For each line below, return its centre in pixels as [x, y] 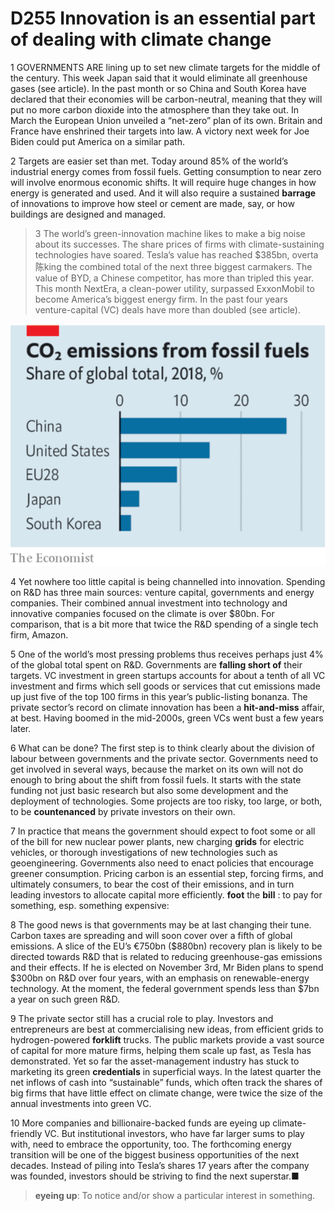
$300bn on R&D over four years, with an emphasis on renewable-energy [160, 978]
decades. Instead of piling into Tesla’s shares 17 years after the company [160, 1166]
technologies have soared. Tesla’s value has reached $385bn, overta [176, 254]
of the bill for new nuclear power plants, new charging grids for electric [157, 842]
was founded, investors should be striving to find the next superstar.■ [155, 1176]
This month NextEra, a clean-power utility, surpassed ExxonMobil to [174, 288]
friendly [26, 1134]
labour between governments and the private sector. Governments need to [164, 759]
